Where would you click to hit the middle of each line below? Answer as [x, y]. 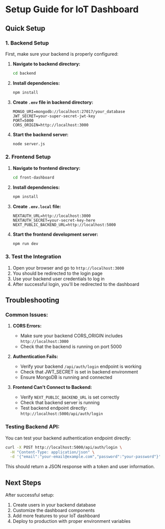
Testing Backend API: [32, 427]
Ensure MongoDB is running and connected [66, 378]
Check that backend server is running [60, 403]
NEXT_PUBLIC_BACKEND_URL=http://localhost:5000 [64, 225]
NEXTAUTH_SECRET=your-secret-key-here [54, 220]
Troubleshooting [32, 300]
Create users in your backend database [54, 505]
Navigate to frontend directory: [46, 168]
